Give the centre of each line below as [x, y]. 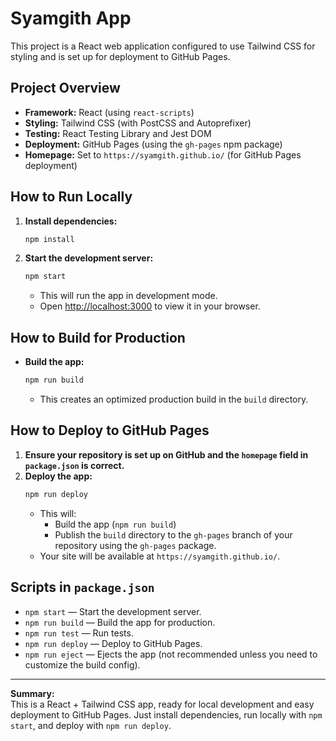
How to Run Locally [71, 197]
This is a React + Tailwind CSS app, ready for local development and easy [162, 704]
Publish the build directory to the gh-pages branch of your [173, 534]
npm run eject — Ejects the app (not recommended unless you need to [171, 654]
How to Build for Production [98, 337]
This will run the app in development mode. [128, 296]
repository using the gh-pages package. [135, 545]
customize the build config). [82, 664]
